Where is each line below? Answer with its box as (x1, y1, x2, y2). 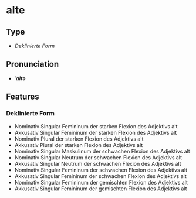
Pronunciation (6, 59, 59, 69)
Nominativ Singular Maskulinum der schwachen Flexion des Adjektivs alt (14, 148, 191, 155)
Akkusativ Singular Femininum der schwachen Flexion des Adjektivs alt (14, 172, 187, 179)
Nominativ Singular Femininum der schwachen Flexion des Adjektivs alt (14, 166, 188, 173)
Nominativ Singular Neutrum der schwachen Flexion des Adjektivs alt (14, 153, 183, 161)
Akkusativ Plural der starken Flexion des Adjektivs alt (14, 141, 143, 148)
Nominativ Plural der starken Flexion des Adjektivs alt (14, 135, 144, 142)
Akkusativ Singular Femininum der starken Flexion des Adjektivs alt (14, 129, 177, 136)
